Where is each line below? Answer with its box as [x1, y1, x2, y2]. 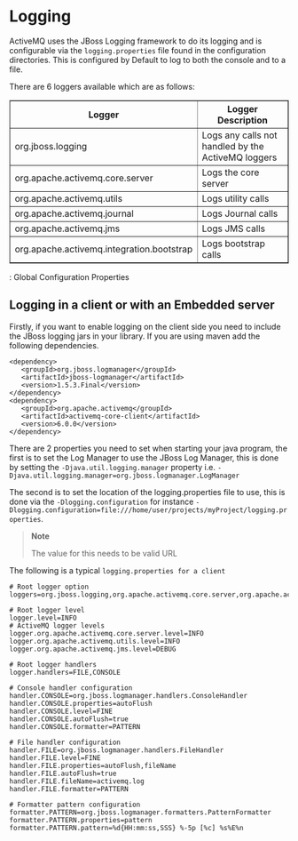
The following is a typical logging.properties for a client [9, 565, 226, 575]
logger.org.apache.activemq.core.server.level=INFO [9, 629, 204, 637]
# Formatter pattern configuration [9, 800, 141, 809]
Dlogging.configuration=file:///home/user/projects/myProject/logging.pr [9, 505, 288, 515]
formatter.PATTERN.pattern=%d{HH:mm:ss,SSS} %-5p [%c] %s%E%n [9, 823, 244, 832]
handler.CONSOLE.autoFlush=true [9, 714, 129, 724]
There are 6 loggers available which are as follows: [9, 81, 195, 92]
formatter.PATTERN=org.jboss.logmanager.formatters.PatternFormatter [9, 807, 272, 817]
